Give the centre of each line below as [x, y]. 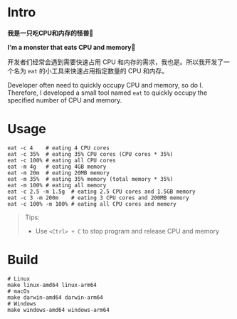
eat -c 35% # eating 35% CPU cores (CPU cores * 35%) [90, 154]
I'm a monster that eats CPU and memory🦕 [72, 47]
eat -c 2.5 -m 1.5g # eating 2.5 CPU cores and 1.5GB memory [101, 192]
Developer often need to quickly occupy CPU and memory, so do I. [105, 85]
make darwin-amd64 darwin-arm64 [55, 297]
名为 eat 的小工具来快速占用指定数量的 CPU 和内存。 [91, 70]
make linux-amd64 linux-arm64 [52, 285]
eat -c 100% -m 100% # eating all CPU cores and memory [92, 204]
